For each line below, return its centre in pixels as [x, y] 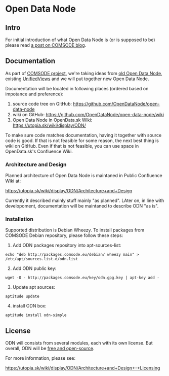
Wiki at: [13, 181]
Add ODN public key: [34, 268]
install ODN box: [29, 306]
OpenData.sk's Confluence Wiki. [39, 151]
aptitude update [22, 297]
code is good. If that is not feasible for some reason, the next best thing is [82, 141]
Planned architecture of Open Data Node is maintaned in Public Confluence [84, 176]
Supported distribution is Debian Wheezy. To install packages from [75, 230]
